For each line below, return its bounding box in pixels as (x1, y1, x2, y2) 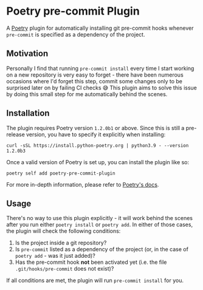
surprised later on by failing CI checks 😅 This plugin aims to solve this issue (6, 84, 198, 91)
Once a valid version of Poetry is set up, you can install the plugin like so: (6, 158, 190, 165)
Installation (6, 108, 50, 119)
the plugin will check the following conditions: (6, 227, 121, 235)
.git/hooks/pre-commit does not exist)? (15, 265, 114, 272)
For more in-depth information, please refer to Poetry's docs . (6, 181, 159, 188)
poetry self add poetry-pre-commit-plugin (6, 170, 115, 176)
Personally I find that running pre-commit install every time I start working (6, 64, 194, 72)
